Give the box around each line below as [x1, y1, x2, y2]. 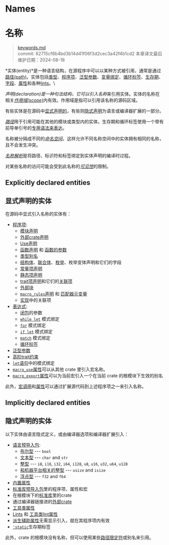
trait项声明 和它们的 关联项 [20, 278, 73, 285]
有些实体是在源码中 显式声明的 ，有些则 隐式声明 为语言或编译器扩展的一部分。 [5, 108, 164, 114]
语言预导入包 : [12, 442, 41, 448]
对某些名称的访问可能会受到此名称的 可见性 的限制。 [5, 163, 111, 169]
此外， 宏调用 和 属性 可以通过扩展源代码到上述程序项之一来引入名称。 [5, 383, 146, 389]
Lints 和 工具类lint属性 [12, 511, 58, 517]
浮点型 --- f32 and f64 [20, 473, 66, 479]
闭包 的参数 [20, 310, 43, 316]
